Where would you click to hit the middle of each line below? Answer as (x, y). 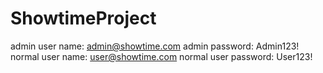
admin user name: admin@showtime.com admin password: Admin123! (155, 46)
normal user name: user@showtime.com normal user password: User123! (161, 56)
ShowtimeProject (83, 18)
